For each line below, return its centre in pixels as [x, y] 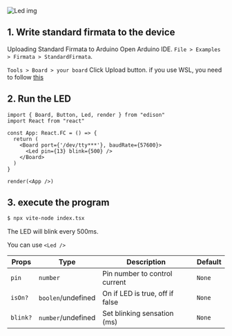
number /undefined [67, 318]
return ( [26, 139]
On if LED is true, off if [138, 294]
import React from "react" [46, 121]
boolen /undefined [67, 298]
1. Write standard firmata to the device [91, 32]
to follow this [25, 77]
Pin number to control [137, 274]
